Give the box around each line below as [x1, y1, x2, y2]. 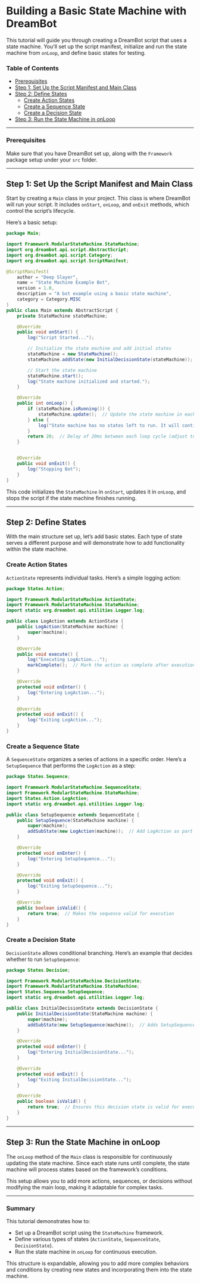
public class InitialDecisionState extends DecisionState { [6, 1006, 159, 1012]
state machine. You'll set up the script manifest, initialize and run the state [6, 43, 187, 50]
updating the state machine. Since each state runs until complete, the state [6, 1159, 190, 1167]
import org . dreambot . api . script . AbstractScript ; [6, 247, 129, 253]
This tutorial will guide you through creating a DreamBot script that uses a [6, 36, 187, 44]
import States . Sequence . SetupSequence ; [6, 989, 105, 995]
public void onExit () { [17, 461, 76, 467]
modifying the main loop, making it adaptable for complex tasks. [6, 1183, 164, 1190]
